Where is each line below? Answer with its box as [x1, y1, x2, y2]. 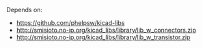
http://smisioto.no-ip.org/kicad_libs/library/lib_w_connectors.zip [16, 26, 196, 34]
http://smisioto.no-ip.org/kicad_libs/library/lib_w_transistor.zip [16, 33, 191, 41]
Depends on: [6, 6, 42, 14]
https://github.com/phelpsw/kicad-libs [16, 19, 125, 26]
